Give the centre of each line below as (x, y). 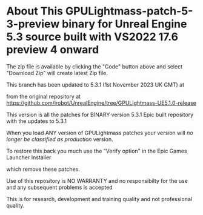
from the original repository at (43, 96)
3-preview (33, 24)
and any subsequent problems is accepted (60, 187)
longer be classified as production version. (60, 139)
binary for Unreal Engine (124, 24)
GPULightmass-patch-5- (129, 11)
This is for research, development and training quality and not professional (99, 199)
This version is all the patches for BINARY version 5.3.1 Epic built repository (100, 114)
